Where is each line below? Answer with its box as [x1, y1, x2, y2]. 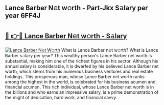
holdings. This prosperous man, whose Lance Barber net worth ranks [5, 74, 145, 80]
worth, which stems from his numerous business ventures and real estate [5, 68, 153, 74]
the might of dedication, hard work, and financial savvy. [5, 95, 117, 100]
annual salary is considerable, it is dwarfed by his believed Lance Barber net [5, 63, 159, 69]
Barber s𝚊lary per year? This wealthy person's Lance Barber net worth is [5, 53, 152, 58]
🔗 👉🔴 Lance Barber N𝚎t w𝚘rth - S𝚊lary [5, 32, 127, 40]
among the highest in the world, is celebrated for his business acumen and [5, 79, 156, 84]
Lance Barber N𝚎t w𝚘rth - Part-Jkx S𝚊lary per [5, 4, 148, 12]
